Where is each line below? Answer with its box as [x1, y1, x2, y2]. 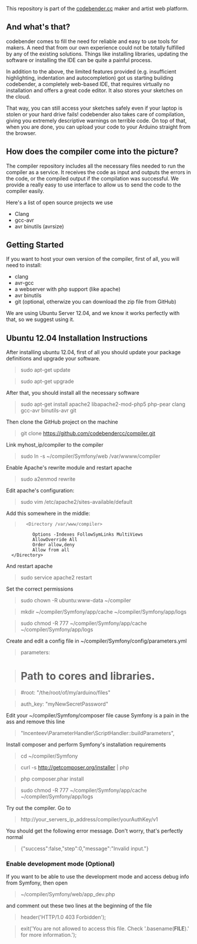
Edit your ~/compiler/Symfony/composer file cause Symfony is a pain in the [6, 712, 189, 719]
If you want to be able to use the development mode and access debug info [6, 873, 189, 880]
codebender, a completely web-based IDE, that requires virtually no [6, 80, 170, 87]
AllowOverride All [32, 537, 78, 543]
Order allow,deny [32, 542, 75, 548]
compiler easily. [6, 187, 45, 194]
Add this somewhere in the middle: [6, 510, 91, 517]
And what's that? [6, 22, 71, 32]
